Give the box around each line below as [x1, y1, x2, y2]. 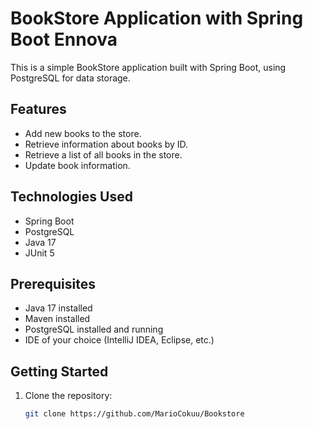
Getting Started [10, 363, 109, 380]
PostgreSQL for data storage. [10, 72, 131, 84]
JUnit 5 [24, 247, 55, 259]
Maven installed [24, 313, 91, 325]
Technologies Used [10, 188, 133, 206]
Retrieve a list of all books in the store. [24, 148, 183, 161]
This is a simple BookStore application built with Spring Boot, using [10, 61, 287, 73]
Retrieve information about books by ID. [24, 138, 189, 150]
